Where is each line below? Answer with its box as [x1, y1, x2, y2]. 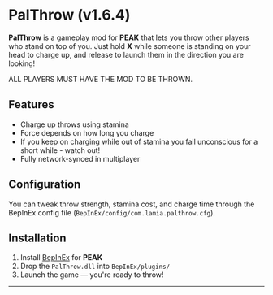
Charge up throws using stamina [19, 119, 130, 129]
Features [8, 98, 54, 111]
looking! [8, 59, 36, 68]
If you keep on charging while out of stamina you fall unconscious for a [19, 137, 258, 146]
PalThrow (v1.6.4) [8, 6, 131, 24]
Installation [8, 231, 67, 245]
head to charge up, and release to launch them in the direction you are [8, 50, 244, 59]
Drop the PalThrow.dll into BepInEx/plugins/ [19, 262, 171, 271]
